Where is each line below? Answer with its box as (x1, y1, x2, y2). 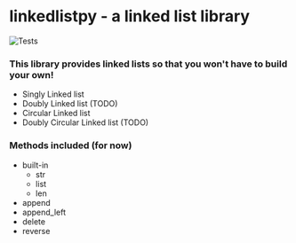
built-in (21, 160, 49, 170)
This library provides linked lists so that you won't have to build (9, 58, 288, 70)
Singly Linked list (21, 89, 84, 99)
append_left (21, 207, 67, 217)
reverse (21, 225, 51, 236)
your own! (9, 68, 54, 81)
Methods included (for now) (9, 139, 132, 152)
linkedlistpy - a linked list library (9, 6, 251, 27)
